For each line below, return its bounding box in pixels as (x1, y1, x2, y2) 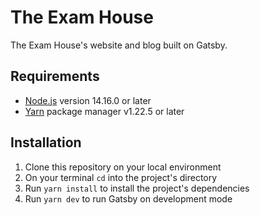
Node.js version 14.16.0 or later (24, 94, 152, 106)
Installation (10, 134, 82, 151)
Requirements (10, 68, 100, 85)
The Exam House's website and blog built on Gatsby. (10, 39, 228, 51)
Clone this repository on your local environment (24, 161, 222, 173)
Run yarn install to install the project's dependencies (24, 182, 250, 194)
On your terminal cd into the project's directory (24, 171, 218, 183)
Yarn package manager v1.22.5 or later (24, 105, 185, 117)
